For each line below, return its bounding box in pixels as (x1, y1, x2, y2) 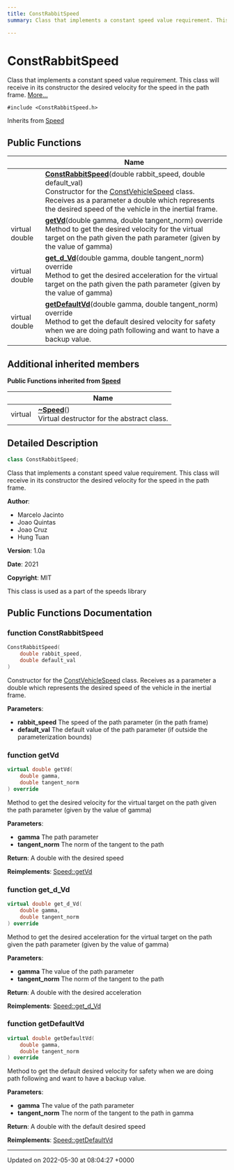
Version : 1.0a (7, 546, 45, 555)
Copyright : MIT (7, 573, 52, 582)
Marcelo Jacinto (17, 511, 64, 519)
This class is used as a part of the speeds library (7, 587, 147, 595)
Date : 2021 (7, 560, 39, 568)
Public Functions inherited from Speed (7, 376, 121, 385)
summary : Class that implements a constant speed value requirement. (7, 17, 214, 24)
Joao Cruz (17, 525, 48, 534)
